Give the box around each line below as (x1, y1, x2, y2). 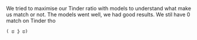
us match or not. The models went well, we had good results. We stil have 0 (6, 11, 190, 18)
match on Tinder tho (6, 17, 56, 24)
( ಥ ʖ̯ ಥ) (6, 28, 28, 34)
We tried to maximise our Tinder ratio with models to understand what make (6, 5, 191, 12)
